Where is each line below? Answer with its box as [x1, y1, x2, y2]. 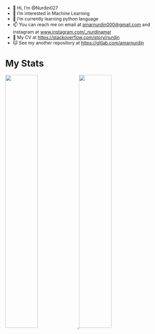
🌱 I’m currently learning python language [12, 16, 98, 22]
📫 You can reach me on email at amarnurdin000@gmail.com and [12, 22, 150, 28]
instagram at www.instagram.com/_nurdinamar [12, 29, 112, 35]
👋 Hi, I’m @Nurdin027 [12, 5, 58, 11]
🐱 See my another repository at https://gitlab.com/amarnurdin [12, 40, 144, 46]
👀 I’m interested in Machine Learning [12, 10, 90, 16]
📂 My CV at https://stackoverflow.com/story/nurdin [12, 34, 120, 40]
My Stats [5, 58, 44, 69]
